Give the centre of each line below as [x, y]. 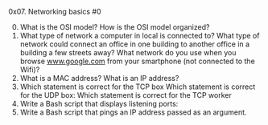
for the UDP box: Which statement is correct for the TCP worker [126, 95]
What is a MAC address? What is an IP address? [99, 78]
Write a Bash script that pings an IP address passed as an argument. [133, 112]
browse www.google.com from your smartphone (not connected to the [137, 61]
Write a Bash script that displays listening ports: [99, 104]
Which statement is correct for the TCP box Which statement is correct [138, 87]
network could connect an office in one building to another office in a [135, 44]
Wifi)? [30, 70]
